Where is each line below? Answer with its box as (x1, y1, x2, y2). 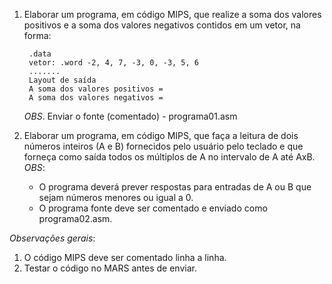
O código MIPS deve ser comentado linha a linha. (23, 252, 227, 263)
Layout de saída (28, 75, 97, 85)
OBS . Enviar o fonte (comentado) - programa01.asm (23, 110, 238, 122)
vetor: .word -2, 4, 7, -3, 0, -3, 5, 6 (28, 58, 200, 68)
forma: (23, 30, 52, 41)
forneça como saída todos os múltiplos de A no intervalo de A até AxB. (23, 151, 316, 163)
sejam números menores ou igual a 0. (38, 192, 194, 203)
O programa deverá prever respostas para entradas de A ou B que (38, 181, 312, 193)
